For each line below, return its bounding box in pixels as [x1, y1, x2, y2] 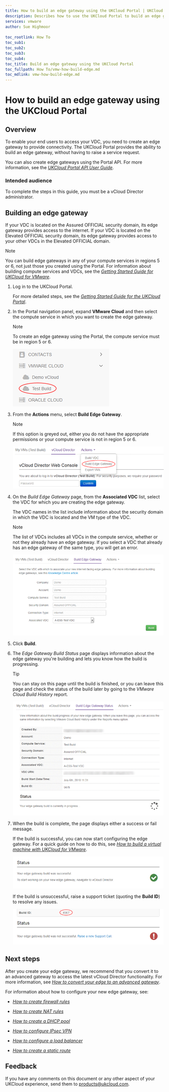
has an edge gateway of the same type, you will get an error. [12, 544, 138, 551]
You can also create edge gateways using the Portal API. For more [5, 159, 142, 165]
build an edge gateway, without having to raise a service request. [5, 150, 140, 156]
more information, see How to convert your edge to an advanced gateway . [5, 979, 160, 985]
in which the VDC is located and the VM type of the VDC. [12, 514, 131, 520]
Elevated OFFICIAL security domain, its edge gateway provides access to [5, 233, 157, 239]
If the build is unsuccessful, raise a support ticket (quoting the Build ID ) [12, 893, 160, 899]
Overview [5, 125, 37, 134]
